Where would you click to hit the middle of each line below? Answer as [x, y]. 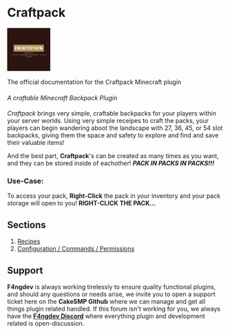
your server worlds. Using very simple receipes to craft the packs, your [108, 121]
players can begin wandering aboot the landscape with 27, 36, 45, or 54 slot [115, 128]
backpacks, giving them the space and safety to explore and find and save [113, 135]
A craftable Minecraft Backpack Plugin [62, 98]
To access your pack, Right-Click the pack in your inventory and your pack [114, 196]
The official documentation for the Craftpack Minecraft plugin [94, 82]
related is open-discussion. [46, 324]
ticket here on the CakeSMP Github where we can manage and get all [106, 302]
